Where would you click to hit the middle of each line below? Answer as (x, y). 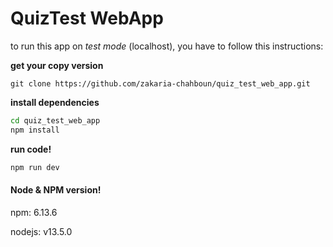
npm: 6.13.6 (34, 212)
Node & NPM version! (56, 190)
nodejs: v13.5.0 (41, 231)
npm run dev (35, 167)
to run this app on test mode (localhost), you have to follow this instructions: (167, 46)
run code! (31, 149)
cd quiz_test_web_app (55, 120)
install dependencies (55, 102)
